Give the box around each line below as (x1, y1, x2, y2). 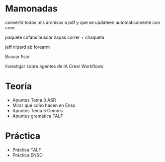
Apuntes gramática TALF (12, 113, 63, 119)
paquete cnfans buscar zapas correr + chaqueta (5, 34, 104, 40)
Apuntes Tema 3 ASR (12, 97, 56, 103)
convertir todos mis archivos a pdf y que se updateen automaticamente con (5, 19, 161, 25)
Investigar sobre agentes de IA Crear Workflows (5, 63, 103, 69)
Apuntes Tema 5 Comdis (12, 107, 63, 113)
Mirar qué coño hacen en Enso (12, 102, 76, 108)
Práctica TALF (12, 147, 41, 153)
